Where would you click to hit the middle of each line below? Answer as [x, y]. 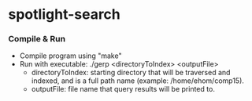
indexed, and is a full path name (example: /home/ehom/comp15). [137, 81]
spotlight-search [64, 14]
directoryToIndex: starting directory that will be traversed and [131, 73]
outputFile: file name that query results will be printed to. [123, 89]
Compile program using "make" [70, 56]
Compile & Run [37, 39]
